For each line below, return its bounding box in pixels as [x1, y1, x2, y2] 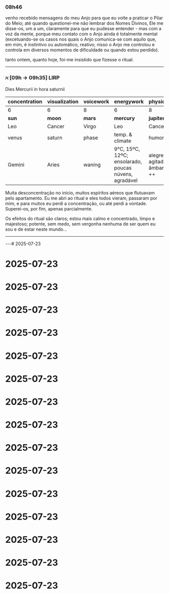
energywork [114, 98, 144, 105]
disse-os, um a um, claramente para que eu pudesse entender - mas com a [5, 26, 162, 32]
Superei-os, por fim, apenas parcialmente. [5, 206, 93, 212]
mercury [114, 115, 135, 122]
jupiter [148, 115, 165, 122]
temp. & [114, 131, 132, 138]
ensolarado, [114, 158, 142, 165]
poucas [114, 164, 132, 171]
